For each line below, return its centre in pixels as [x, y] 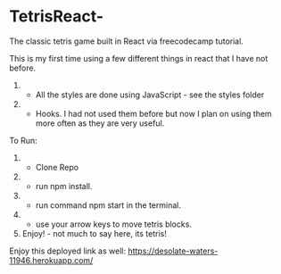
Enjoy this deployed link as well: [68, 251]
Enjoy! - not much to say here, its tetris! [94, 233]
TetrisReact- [57, 17]
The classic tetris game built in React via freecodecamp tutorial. [126, 41]
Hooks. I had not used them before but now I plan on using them [153, 113]
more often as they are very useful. [100, 123]
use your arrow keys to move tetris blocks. [113, 224]
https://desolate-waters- [173, 251]
